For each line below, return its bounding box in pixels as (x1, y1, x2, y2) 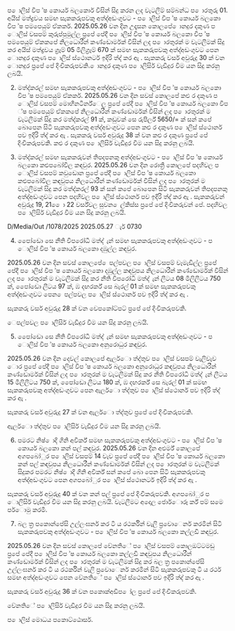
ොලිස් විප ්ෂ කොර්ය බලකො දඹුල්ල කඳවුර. (17, 244, 137, 253)
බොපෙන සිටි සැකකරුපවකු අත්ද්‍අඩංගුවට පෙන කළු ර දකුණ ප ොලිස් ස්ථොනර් (17, 123, 222, 131)
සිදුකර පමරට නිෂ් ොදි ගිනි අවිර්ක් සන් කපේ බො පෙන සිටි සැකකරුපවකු (17, 468, 206, 476)
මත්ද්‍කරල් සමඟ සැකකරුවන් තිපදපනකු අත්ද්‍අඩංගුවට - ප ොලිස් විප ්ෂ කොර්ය (17, 153, 223, 161)
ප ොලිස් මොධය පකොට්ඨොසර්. (7, 616, 93, 623)
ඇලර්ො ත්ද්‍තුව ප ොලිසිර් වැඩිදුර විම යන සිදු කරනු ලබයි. (7, 422, 161, 430)
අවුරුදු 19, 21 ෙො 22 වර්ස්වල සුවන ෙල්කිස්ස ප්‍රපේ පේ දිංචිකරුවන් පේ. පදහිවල (17, 200, 228, 208)
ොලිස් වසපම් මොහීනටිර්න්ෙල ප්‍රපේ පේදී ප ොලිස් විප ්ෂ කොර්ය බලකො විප (17, 99, 229, 108)
